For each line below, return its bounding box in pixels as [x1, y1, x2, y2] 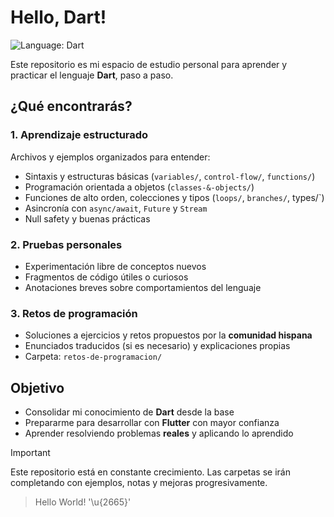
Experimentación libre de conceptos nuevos [24, 260, 207, 272]
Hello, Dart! [10, 6, 107, 29]
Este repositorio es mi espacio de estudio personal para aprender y [10, 58, 288, 70]
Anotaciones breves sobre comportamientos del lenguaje [24, 281, 262, 293]
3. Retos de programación [10, 306, 138, 320]
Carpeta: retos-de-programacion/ [24, 351, 163, 363]
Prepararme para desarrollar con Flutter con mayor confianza [24, 417, 280, 429]
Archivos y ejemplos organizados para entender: [10, 151, 211, 163]
